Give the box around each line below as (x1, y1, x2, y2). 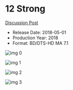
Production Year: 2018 (12, 35, 58, 41)
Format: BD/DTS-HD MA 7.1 (12, 40, 68, 46)
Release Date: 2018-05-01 (12, 29, 66, 35)
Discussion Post (5, 20, 38, 26)
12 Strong (5, 3, 45, 15)
